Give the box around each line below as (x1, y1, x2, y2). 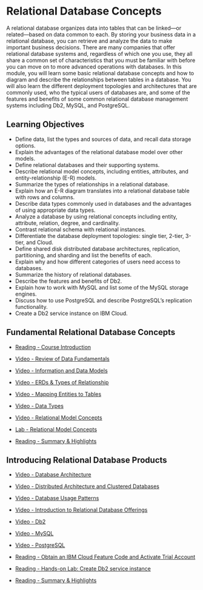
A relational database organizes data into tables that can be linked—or (6, 24, 182, 32)
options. (15, 141, 36, 149)
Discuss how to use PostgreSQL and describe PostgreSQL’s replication (15, 296, 192, 304)
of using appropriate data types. (15, 206, 96, 214)
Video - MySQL (15, 530, 54, 537)
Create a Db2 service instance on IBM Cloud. (15, 310, 128, 317)
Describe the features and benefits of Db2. (15, 277, 122, 285)
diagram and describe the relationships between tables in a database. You (6, 76, 191, 83)
